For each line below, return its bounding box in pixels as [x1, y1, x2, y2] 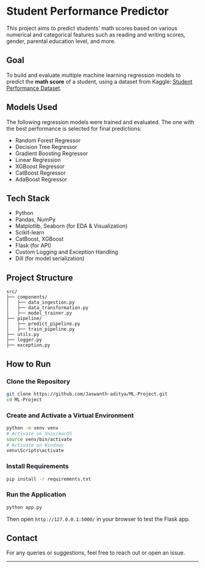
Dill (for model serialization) [15, 255, 85, 262]
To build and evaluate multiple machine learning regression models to [6, 71, 181, 79]
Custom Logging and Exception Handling [15, 249, 118, 256]
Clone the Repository [6, 377, 71, 385]
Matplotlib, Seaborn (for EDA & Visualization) [15, 222, 128, 230]
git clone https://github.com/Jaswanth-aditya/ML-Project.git [6, 391, 168, 397]
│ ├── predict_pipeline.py [6, 321, 81, 327]
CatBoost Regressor [15, 169, 66, 177]
